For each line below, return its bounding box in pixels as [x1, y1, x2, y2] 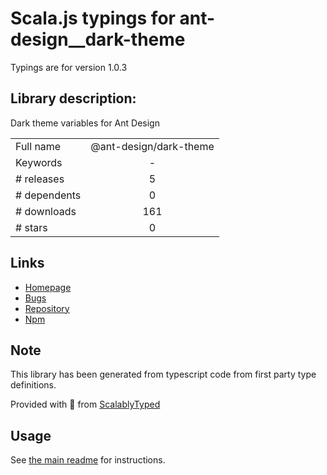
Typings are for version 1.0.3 [10, 61, 128, 73]
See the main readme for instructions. [10, 454, 166, 466]
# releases [15, 172, 65, 186]
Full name [15, 139, 62, 153]
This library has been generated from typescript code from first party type [10, 368, 317, 381]
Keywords [15, 155, 63, 169]
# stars [15, 220, 48, 234]
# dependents [15, 188, 82, 202]
